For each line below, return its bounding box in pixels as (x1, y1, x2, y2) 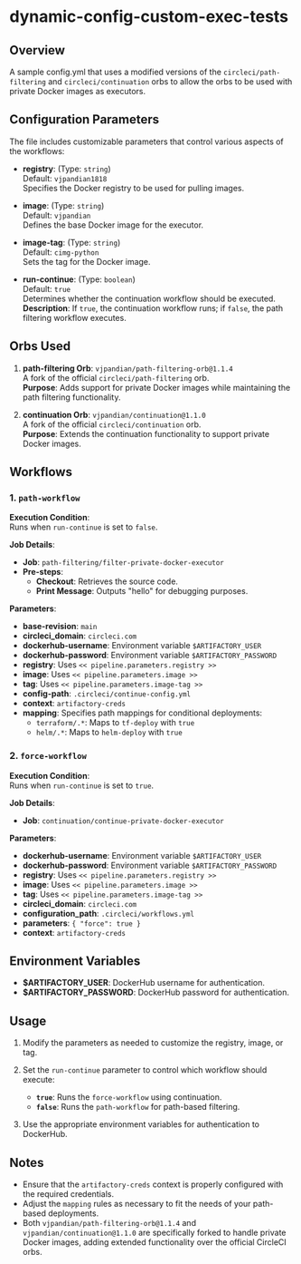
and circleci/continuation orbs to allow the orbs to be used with (48, 76, 293, 87)
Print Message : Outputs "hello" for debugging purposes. (35, 586, 249, 597)
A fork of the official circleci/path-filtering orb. (22, 372, 210, 383)
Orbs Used (9, 338, 71, 355)
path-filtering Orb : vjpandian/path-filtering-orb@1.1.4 (22, 363, 233, 374)
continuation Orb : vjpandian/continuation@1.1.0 (22, 409, 206, 420)
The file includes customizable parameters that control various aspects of (9, 136, 285, 147)
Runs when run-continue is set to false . (9, 521, 158, 532)
